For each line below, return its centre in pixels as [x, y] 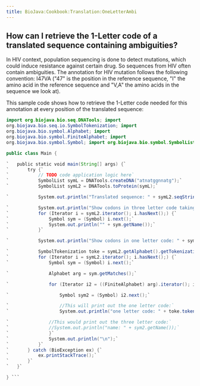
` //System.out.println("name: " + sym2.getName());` [93, 328]
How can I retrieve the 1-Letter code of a [82, 36]
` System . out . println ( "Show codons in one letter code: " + [96, 241]
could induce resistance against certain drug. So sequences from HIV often [99, 66]
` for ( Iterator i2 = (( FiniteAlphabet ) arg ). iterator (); [98, 284]
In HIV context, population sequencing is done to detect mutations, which [96, 60]
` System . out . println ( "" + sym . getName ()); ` [81, 225]
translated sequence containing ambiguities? [92, 45]
